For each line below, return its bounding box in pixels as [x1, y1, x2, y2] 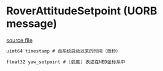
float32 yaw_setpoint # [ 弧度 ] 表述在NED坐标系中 [6, 58, 126, 65]
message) [6, 17, 57, 30]
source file [6, 36, 33, 44]
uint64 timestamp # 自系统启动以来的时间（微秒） [6, 48, 121, 54]
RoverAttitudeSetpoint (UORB [6, 4, 158, 18]
